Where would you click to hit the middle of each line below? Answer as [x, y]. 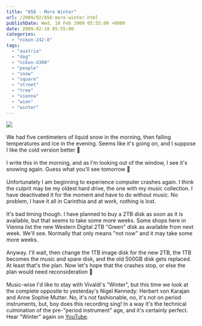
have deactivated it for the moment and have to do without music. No [92, 194]
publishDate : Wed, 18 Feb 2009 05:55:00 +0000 [66, 23]
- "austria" [27, 51]
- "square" [25, 79]
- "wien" [23, 101]
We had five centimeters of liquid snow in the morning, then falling [89, 137]
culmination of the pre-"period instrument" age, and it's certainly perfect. [97, 310]
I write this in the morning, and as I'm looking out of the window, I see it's [97, 162]
